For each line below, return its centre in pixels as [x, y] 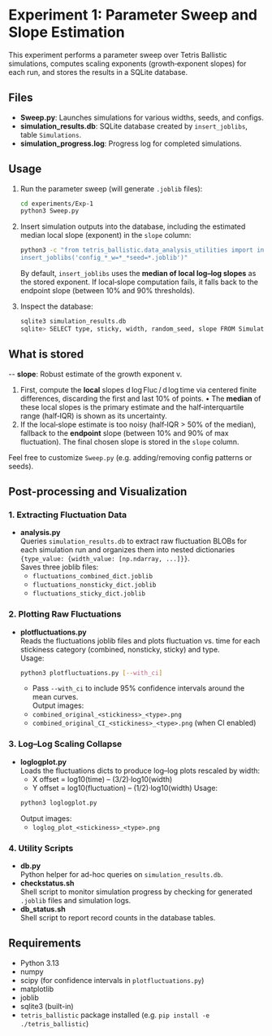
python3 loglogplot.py [58, 803]
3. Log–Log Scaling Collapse [65, 744]
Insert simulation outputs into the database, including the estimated [133, 226]
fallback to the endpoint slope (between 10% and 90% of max [124, 432]
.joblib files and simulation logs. [76, 900]
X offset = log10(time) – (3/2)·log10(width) [102, 779]
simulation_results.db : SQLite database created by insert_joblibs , [134, 126]
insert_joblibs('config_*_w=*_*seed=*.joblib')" [104, 258]
